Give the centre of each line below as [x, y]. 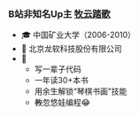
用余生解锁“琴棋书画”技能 [81, 91]
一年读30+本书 [62, 81]
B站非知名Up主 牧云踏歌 [60, 13]
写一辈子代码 [58, 69]
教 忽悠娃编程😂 [62, 103]
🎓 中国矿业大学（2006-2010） [78, 35]
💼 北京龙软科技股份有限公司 [71, 49]
